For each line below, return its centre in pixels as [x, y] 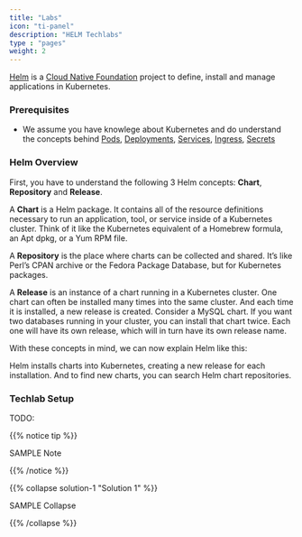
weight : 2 [28, 51]
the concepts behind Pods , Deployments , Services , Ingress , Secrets [149, 139]
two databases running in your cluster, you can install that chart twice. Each [150, 320]
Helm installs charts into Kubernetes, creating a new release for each [137, 366]
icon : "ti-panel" [42, 26]
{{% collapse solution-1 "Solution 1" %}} [83, 488]
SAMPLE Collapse [43, 505]
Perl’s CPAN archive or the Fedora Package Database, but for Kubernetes [146, 265]
